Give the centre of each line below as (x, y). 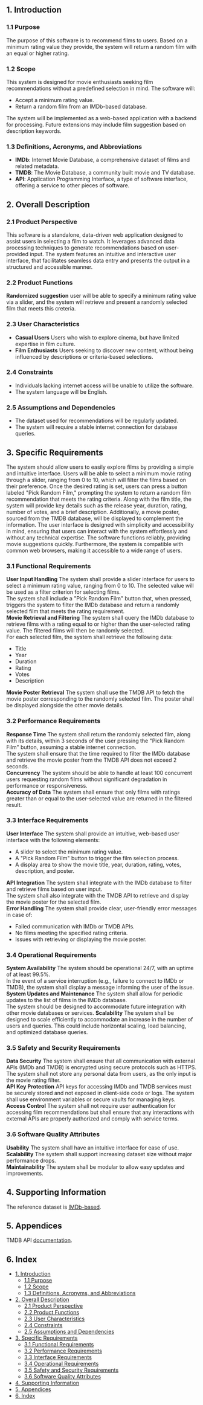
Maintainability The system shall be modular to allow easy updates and (95, 1167)
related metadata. (37, 166)
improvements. (25, 1173)
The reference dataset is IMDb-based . (54, 1207)
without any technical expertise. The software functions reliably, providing (98, 538)
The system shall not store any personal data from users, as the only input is (101, 1074)
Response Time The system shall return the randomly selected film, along (98, 734)
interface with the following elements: (53, 840)
